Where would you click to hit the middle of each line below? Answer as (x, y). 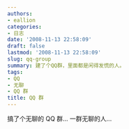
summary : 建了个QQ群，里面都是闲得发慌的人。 (66, 66)
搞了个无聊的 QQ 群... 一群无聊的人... (60, 119)
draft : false (26, 46)
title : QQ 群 (25, 98)
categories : (24, 26)
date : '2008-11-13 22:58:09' (50, 40)
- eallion (22, 20)
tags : (15, 72)
